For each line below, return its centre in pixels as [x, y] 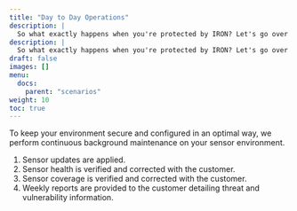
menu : [19, 75]
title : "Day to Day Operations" [69, 17]
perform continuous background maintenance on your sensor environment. [147, 143]
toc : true [28, 108]
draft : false [33, 59]
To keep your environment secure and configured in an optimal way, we [140, 133]
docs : [28, 83]
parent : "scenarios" [63, 91]
